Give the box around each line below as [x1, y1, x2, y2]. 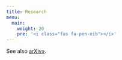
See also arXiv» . [6, 47, 47, 55]
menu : [6, 14, 20, 20]
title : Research [6, 8, 47, 15]
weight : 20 [17, 25, 44, 32]
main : [11, 20, 26, 26]
